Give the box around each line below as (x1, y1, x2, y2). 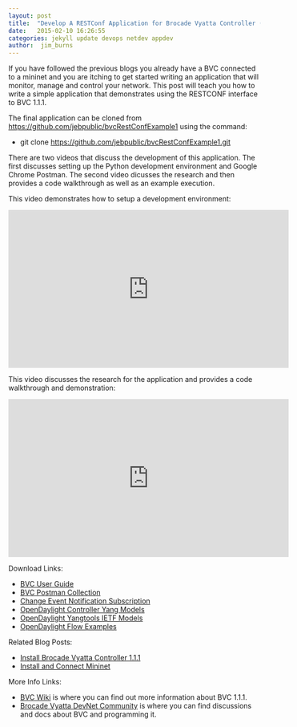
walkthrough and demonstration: (8, 383, 116, 393)
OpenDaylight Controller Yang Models (19, 605, 146, 615)
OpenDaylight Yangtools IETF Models (19, 613, 143, 623)
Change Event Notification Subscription (19, 596, 151, 606)
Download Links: (8, 563, 63, 574)
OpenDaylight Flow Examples (19, 622, 118, 632)
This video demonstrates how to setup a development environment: (8, 194, 231, 204)
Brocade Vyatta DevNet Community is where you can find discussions (19, 701, 252, 711)
